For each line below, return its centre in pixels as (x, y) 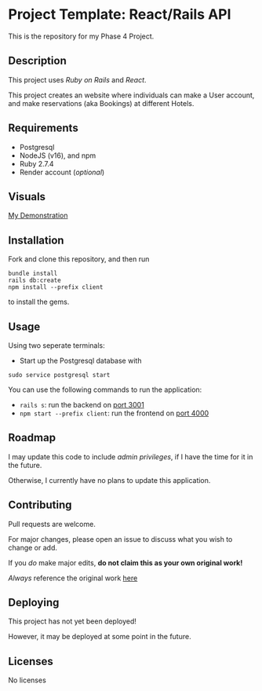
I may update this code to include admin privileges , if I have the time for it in (131, 456)
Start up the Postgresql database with (80, 360)
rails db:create (35, 280)
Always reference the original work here (73, 578)
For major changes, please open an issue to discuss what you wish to (120, 539)
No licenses (27, 680)
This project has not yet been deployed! (73, 621)
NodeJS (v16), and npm (58, 155)
